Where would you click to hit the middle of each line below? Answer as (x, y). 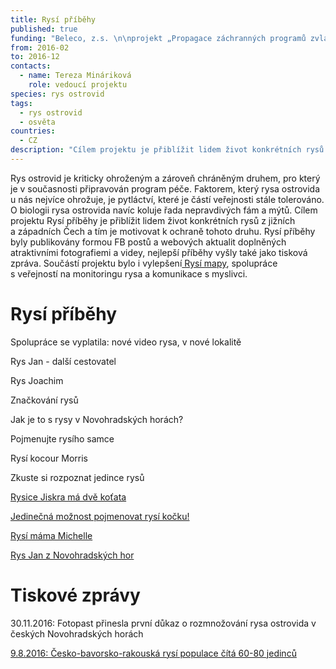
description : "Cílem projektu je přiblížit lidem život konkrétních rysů (167, 150)
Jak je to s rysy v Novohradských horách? (97, 419)
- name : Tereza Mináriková (75, 76)
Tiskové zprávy (75, 595)
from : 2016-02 (40, 47)
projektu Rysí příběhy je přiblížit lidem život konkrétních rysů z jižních (153, 220)
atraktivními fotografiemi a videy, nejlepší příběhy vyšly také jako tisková (159, 252)
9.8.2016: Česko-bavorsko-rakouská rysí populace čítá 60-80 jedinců (153, 653)
